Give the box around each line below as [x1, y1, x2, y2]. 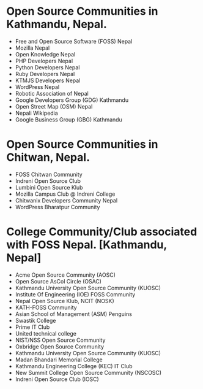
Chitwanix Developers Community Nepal [15, 196, 118, 204]
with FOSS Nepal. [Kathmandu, [6, 238, 167, 252]
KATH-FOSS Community [15, 304, 78, 311]
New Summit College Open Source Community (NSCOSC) [15, 369, 162, 376]
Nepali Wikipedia [15, 109, 58, 117]
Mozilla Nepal [15, 44, 50, 52]
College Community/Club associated [6, 225, 197, 239]
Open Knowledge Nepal [15, 50, 76, 58]
